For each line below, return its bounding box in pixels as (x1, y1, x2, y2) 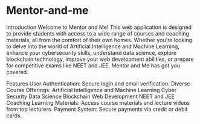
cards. (6, 112, 22, 119)
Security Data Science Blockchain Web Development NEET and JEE (6, 93, 175, 100)
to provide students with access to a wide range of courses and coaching (6, 29, 189, 37)
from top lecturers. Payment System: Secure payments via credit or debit (6, 105, 189, 113)
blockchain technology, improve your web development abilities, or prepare (6, 55, 195, 63)
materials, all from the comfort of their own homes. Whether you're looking (6, 36, 192, 43)
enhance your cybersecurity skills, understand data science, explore (6, 49, 177, 56)
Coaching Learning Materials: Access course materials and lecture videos (6, 99, 190, 106)
